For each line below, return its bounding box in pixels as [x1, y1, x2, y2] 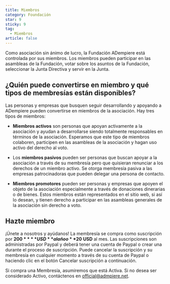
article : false [5, 36, 38, 41]
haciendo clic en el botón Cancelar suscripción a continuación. [5, 258, 137, 264]
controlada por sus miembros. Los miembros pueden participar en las [5, 55, 151, 61]
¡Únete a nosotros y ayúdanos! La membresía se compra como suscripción [5, 230, 162, 237]
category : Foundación [5, 12, 51, 17]
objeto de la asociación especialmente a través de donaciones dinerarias [12, 186, 165, 192]
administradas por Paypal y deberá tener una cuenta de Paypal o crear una [5, 241, 162, 247]
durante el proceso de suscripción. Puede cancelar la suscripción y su [5, 246, 153, 252]
